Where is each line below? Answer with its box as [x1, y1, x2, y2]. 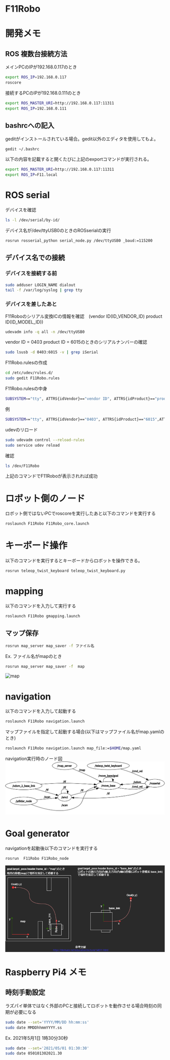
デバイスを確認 [5, 207, 36, 213]
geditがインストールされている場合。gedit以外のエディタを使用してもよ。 [5, 135, 158, 142]
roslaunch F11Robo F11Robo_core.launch [5, 521, 90, 526]
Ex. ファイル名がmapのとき [5, 653, 62, 659]
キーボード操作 [5, 540, 68, 552]
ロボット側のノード [5, 493, 86, 504]
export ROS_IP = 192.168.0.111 [5, 106, 67, 111]
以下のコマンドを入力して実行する [5, 603, 76, 609]
